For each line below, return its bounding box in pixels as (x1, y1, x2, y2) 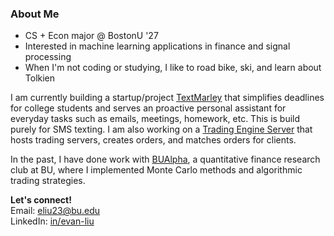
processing (24, 51, 72, 63)
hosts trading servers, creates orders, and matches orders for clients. (10, 134, 297, 146)
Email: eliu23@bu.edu (10, 205, 101, 217)
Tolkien (24, 72, 56, 84)
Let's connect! (10, 194, 72, 206)
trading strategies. (10, 175, 86, 187)
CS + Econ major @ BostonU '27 (24, 30, 159, 42)
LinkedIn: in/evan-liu (10, 215, 95, 227)
